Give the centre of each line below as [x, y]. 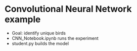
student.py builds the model [40, 43]
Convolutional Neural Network [68, 9]
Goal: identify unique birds [39, 33]
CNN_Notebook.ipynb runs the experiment [55, 38]
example [23, 19]
